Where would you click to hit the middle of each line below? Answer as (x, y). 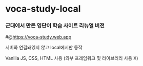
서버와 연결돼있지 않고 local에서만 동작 (44, 47)
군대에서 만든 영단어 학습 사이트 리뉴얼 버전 (55, 26)
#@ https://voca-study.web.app (38, 37)
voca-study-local (43, 9)
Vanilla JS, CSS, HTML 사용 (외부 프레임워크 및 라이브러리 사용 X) (72, 58)
